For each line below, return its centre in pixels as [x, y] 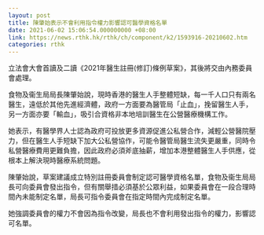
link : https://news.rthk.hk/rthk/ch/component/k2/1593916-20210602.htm [128, 37]
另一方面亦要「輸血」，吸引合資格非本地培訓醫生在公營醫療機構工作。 [120, 114]
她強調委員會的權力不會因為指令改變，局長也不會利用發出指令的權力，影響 [128, 214]
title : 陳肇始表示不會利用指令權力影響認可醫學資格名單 [88, 23]
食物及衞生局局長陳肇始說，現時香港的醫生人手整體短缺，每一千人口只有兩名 [132, 94]
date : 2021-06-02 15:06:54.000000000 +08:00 [82, 30]
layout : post [29, 15]
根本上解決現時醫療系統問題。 [56, 160]
